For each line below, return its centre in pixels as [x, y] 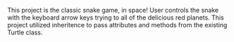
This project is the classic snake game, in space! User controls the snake [113, 10]
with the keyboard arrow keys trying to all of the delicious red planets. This [116, 17]
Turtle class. [25, 32]
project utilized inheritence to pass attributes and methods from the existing [117, 25]
